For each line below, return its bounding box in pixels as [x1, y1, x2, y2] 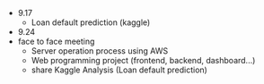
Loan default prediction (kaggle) [31, 17, 151, 28]
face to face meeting [17, 36, 95, 46]
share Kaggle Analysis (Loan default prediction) [31, 64, 208, 75]
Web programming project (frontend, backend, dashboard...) [31, 55, 256, 65]
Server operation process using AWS [31, 46, 169, 56]
